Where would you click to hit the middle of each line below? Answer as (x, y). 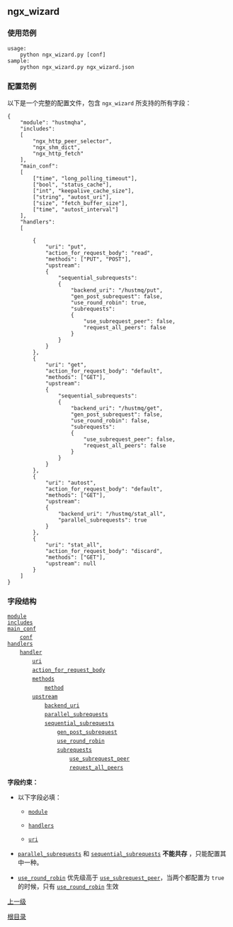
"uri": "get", (66, 365)
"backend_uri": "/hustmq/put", (116, 290)
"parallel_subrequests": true (102, 520)
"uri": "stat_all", (74, 545)
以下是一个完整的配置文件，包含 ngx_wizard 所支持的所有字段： (100, 103)
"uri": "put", (66, 247)
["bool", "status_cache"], (73, 185)
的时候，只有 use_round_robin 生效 (68, 887)
